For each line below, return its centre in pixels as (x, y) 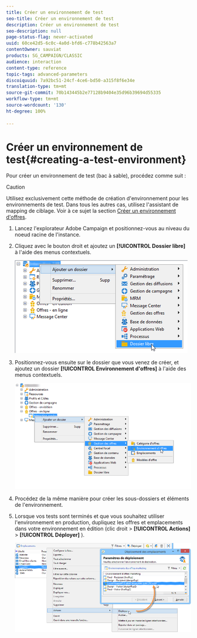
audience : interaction (34, 62)
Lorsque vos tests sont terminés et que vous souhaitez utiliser (89, 516)
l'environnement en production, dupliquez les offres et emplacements (98, 522)
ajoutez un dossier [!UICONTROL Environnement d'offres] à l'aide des (100, 369)
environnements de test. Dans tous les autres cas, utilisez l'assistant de (92, 204)
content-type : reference (36, 68)
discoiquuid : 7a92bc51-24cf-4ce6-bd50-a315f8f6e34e (70, 80)
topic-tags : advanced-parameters (47, 74)
